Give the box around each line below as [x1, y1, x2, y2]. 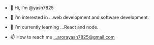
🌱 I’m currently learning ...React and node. [10, 24, 99, 30]
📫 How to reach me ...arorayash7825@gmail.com [10, 34, 115, 40]
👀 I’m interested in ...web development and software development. [10, 14, 149, 20]
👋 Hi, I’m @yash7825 [10, 5, 54, 10]
